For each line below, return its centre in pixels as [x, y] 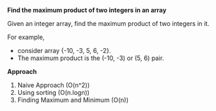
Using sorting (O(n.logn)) [53, 92]
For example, [26, 37]
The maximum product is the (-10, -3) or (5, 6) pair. [91, 58]
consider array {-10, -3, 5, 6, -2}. [64, 51]
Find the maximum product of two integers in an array [87, 10]
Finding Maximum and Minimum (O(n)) [73, 100]
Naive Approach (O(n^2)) [53, 85]
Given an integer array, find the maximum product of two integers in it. [108, 23]
